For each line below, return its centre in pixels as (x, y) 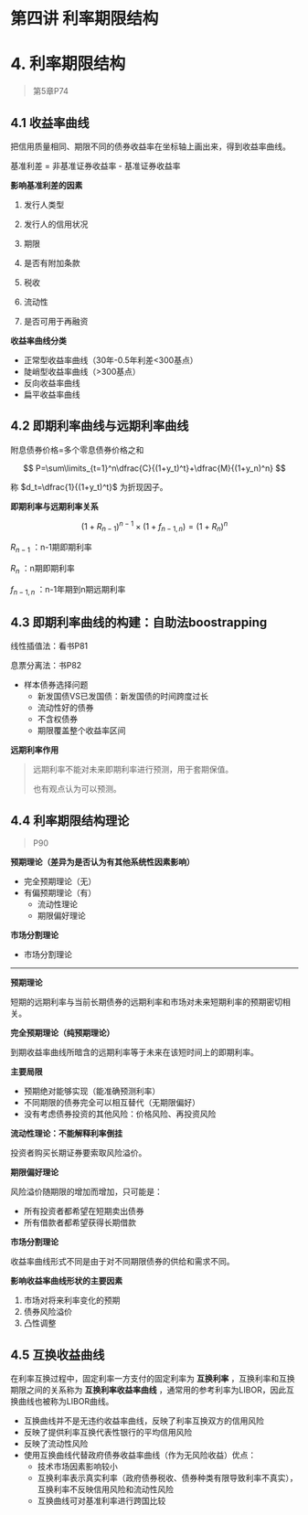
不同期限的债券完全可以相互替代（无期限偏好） (112, 1103)
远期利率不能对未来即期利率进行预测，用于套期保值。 (133, 770)
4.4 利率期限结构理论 (70, 821)
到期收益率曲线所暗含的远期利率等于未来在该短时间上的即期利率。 (134, 1052)
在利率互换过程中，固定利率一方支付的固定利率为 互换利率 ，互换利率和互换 (153, 1379)
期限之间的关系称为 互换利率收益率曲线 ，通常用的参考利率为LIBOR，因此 (149, 1390)
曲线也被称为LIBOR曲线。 (66, 1402)
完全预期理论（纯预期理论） (63, 1033)
